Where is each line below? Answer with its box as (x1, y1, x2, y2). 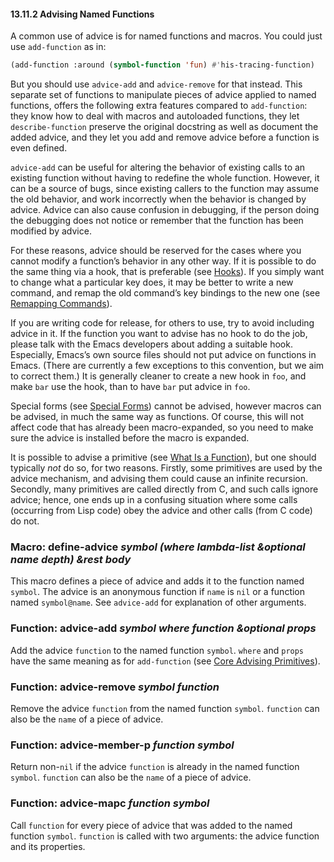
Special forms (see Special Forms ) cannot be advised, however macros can (10, 400, 322, 412)
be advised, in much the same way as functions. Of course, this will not (10, 411, 304, 423)
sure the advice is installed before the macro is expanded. (10, 432, 250, 444)
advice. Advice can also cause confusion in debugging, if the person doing (10, 204, 320, 216)
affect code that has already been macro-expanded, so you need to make (10, 421, 314, 434)
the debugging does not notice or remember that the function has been (10, 215, 304, 227)
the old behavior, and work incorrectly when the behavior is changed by (10, 193, 307, 205)
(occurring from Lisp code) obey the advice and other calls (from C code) (10, 505, 313, 517)
